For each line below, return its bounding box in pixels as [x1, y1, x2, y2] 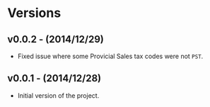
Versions [7, 5, 62, 21]
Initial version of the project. [17, 91, 100, 100]
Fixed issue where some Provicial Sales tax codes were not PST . [17, 52, 204, 60]
